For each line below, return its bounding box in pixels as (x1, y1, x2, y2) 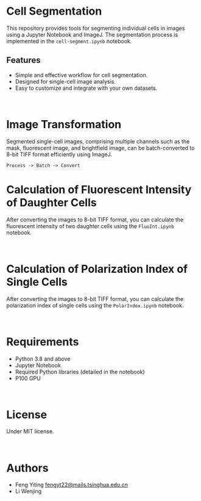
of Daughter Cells (6, 195, 97, 209)
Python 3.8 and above (15, 355, 71, 362)
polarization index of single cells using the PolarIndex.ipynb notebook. (6, 301, 184, 309)
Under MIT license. (6, 428, 54, 435)
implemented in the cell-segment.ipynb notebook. (6, 37, 132, 45)
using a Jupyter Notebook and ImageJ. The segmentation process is (6, 31, 178, 38)
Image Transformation (6, 117, 122, 131)
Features (6, 55, 41, 65)
